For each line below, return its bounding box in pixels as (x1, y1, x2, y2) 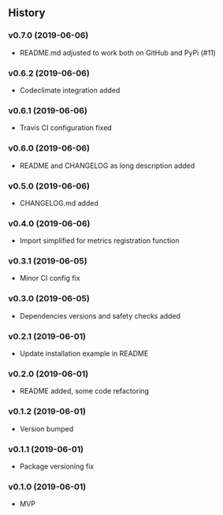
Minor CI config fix (19, 274, 80, 283)
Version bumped (19, 424, 73, 433)
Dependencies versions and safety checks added (19, 311, 181, 320)
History (8, 6, 46, 20)
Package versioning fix (19, 461, 95, 471)
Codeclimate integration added (19, 85, 121, 95)
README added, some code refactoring (19, 386, 150, 396)
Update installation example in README (19, 349, 149, 358)
